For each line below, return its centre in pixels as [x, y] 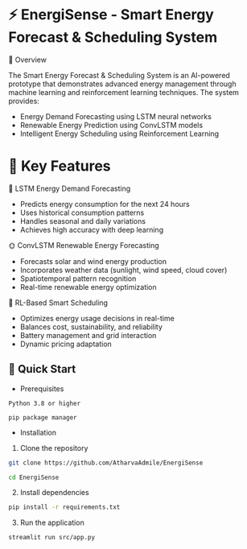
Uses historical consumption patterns [82, 213]
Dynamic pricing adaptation [66, 344]
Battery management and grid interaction [88, 335]
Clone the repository [54, 448]
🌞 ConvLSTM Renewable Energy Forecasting [84, 245]
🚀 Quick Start [42, 369]
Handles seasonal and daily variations [83, 221]
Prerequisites [42, 388]
